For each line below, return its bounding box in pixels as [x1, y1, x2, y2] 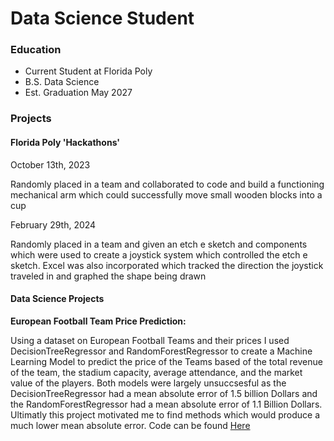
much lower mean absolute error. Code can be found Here [10, 419, 251, 431]
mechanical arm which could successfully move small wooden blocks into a [10, 188, 323, 201]
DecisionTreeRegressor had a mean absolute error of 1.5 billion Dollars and [10, 387, 318, 399]
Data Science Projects [10, 293, 105, 305]
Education [10, 43, 62, 57]
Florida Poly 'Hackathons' [10, 137, 121, 148]
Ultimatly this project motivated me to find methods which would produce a [10, 408, 321, 421]
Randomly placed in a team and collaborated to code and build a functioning [10, 178, 325, 190]
